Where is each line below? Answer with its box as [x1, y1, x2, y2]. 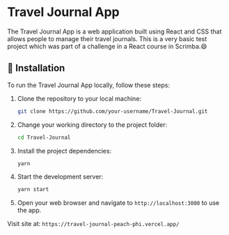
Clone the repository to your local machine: [17, 94, 141, 103]
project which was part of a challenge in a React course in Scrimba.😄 [7, 42, 207, 50]
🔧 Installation [7, 62, 65, 74]
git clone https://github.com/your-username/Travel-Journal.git [17, 107, 208, 115]
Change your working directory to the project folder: [17, 120, 168, 129]
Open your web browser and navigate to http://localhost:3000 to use [17, 199, 220, 207]
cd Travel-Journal [17, 134, 71, 141]
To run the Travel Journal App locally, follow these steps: [7, 81, 171, 89]
